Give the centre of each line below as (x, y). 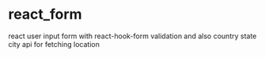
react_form (45, 14)
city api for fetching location (54, 44)
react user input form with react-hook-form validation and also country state (132, 36)
